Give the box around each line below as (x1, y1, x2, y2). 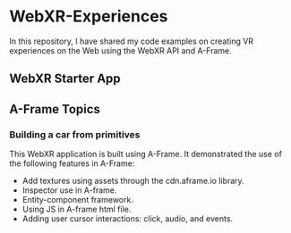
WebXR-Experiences (9, 6, 168, 27)
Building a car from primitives (9, 128, 141, 140)
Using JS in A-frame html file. (21, 204, 132, 215)
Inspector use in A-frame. (21, 185, 117, 196)
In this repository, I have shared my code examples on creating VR (9, 36, 253, 46)
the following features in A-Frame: (9, 158, 135, 169)
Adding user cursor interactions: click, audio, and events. (21, 213, 234, 224)
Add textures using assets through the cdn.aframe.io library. (21, 176, 244, 187)
